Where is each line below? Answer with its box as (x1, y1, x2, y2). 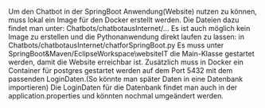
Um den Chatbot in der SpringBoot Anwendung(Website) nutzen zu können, (8, 7, 257, 16)
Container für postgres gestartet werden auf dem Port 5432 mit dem (8, 66, 233, 75)
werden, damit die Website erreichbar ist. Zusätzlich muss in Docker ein (8, 57, 244, 67)
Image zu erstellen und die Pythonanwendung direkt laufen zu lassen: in (8, 32, 245, 41)
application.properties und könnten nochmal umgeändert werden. (8, 91, 224, 100)
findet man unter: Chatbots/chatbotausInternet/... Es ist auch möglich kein (8, 24, 251, 33)
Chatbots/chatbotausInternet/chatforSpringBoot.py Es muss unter (8, 40, 224, 50)
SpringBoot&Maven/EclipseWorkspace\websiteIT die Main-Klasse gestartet (8, 49, 255, 58)
